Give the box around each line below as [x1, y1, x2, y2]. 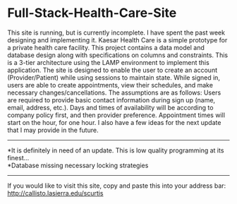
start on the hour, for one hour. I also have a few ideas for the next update [7, 118, 221, 126]
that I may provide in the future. [7, 126, 99, 134]
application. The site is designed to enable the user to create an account [7, 66, 217, 74]
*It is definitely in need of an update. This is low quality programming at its [7, 146, 224, 155]
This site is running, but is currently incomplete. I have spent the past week [7, 28, 226, 37]
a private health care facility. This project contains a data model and [7, 43, 205, 52]
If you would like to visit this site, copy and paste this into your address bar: [7, 181, 226, 190]
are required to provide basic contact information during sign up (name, [7, 95, 216, 104]
